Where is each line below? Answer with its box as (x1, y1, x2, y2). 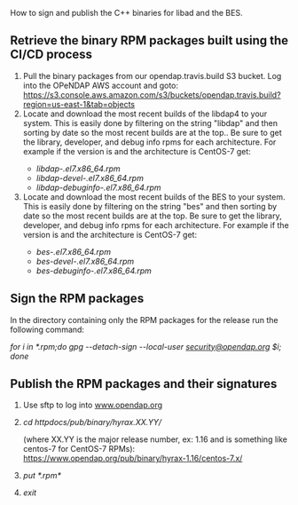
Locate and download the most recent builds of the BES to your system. (22, 191, 286, 202)
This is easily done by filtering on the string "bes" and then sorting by (22, 201, 278, 211)
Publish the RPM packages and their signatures (10, 376, 278, 391)
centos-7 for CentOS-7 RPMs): (22, 444, 136, 454)
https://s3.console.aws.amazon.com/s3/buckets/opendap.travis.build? (22, 89, 282, 100)
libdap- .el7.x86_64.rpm (35, 163, 121, 174)
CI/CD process (10, 47, 92, 62)
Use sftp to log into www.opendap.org (22, 399, 163, 411)
